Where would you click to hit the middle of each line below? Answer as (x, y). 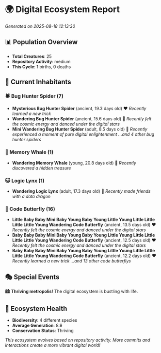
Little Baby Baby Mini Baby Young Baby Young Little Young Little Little (83, 220)
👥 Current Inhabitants (38, 82)
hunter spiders (27, 140)
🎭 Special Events (32, 277)
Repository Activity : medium (41, 61)
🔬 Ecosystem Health (36, 308)
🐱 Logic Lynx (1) (25, 181)
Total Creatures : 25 (32, 56)
